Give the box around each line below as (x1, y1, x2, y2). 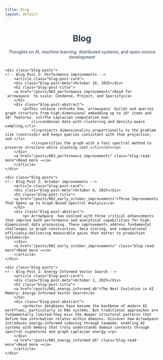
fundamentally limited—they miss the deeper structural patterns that (5, 312, 152, 317)
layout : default (5, 12, 38, 17)
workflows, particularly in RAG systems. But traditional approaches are (5, 308, 159, 313)
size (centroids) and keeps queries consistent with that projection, (5, 132, 152, 137)
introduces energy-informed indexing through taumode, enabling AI (5, 321, 145, 326)
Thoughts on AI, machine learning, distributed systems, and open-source (8, 49, 156, 55)
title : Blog (5, 7, 29, 12)
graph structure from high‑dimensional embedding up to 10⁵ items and (5, 111, 152, 116)
